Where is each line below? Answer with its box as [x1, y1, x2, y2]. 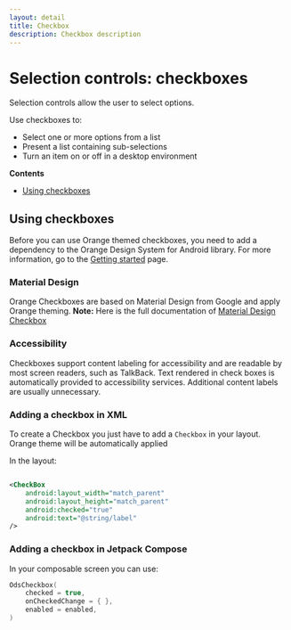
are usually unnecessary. [9, 386, 101, 397]
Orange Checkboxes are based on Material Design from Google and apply [9, 296, 280, 307]
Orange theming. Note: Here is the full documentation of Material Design [9, 306, 276, 316]
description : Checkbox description [9, 29, 141, 38]
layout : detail [9, 12, 66, 22]
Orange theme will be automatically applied [9, 438, 168, 449]
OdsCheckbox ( [9, 580, 58, 589]
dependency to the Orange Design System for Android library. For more [9, 244, 271, 255]
